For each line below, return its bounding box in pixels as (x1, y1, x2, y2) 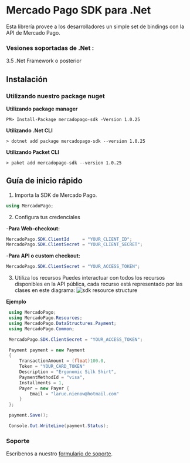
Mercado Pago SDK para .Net (6, 4, 151, 17)
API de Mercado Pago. (6, 29, 60, 36)
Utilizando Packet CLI (6, 148, 60, 156)
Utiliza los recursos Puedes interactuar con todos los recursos (14, 274, 165, 281)
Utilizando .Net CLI (6, 127, 53, 134)
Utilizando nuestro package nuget (6, 92, 105, 100)
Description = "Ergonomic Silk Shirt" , (19, 369, 117, 375)
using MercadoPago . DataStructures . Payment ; (8, 320, 117, 326)
